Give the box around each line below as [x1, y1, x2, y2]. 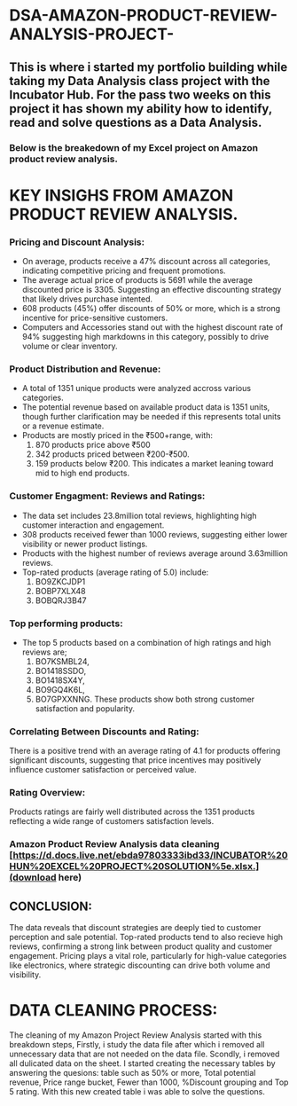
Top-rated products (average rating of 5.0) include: [21, 567, 209, 577]
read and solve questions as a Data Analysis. [9, 114, 262, 129]
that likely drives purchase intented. [21, 294, 153, 304]
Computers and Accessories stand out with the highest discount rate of [21, 321, 284, 333]
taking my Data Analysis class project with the [9, 73, 270, 89]
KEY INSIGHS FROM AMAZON [9, 185, 234, 205]
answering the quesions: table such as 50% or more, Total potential [9, 1068, 256, 1079]
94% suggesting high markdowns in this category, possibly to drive [21, 331, 269, 341]
